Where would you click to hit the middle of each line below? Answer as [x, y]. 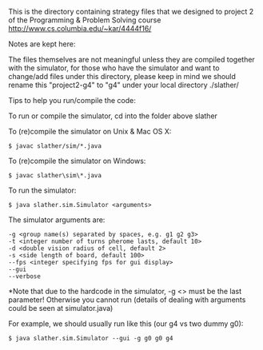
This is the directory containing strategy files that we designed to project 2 [131, 12]
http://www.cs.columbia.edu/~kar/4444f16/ [80, 28]
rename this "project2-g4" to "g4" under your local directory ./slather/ [124, 85]
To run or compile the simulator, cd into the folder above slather [113, 116]
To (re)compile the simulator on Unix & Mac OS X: [90, 131]
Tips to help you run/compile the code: [72, 100]
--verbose [25, 276]
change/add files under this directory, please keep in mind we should [122, 76]
